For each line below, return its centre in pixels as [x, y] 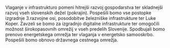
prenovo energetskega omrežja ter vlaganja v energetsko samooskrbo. [80, 34]
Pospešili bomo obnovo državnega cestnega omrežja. [62, 40]
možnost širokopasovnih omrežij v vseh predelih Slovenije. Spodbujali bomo [85, 29]
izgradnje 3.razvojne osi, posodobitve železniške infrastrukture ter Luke [81, 18]
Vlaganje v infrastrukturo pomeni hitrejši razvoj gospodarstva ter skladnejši [84, 7]
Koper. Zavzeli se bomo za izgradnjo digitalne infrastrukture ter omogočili [82, 23]
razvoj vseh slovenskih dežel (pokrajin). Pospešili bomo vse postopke [78, 13]
